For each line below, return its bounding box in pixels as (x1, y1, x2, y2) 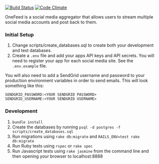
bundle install (12, 120, 43, 125)
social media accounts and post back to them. (5, 19, 97, 25)
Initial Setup (5, 31, 34, 38)
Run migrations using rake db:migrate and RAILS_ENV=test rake (12, 133, 140, 139)
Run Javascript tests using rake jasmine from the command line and (12, 148, 149, 154)
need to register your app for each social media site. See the (12, 58, 134, 64)
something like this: (5, 83, 44, 89)
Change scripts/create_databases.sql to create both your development (12, 42, 154, 48)
